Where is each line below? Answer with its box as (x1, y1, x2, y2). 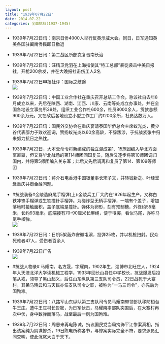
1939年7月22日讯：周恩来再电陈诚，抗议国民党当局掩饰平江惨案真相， (12, 321, 155, 328)
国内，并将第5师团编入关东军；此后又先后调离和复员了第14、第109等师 (12, 158, 157, 164)
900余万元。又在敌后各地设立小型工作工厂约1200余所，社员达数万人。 (12, 113, 156, 119)
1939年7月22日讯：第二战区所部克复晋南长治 (12, 52, 103, 58)
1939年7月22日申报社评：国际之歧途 (12, 79, 86, 85)
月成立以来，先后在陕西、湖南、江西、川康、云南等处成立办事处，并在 (12, 101, 155, 106)
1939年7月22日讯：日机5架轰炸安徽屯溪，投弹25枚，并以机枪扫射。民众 (12, 232, 159, 238)
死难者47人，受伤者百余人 (12, 238, 66, 244)
